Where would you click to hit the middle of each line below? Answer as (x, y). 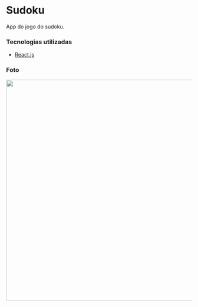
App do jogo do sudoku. (35, 27)
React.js (24, 55)
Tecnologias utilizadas (39, 42)
